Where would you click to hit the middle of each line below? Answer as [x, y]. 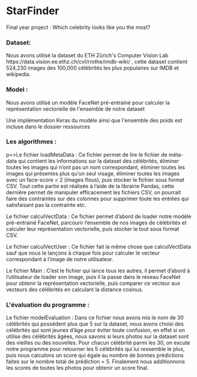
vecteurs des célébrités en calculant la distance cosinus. [75, 289]
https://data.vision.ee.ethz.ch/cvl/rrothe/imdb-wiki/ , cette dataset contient [97, 62]
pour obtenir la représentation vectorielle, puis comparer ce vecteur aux [93, 283]
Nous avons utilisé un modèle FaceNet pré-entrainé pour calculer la [88, 102]
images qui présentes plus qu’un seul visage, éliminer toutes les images [93, 173]
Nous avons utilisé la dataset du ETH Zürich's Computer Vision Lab [87, 56]
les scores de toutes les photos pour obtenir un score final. [77, 368]
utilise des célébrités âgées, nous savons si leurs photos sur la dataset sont [98, 337]
